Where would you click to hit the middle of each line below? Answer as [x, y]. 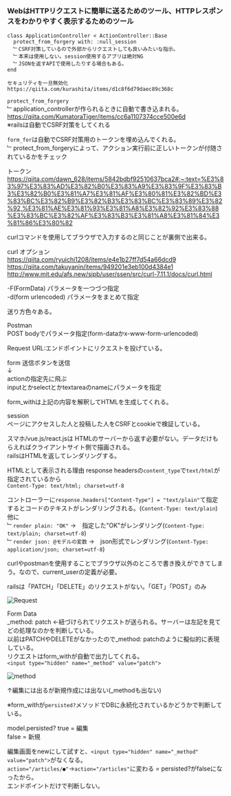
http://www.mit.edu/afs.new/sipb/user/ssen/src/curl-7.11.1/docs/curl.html [110, 274]
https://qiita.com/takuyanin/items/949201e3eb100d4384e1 [90, 267]
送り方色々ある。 [31, 312]
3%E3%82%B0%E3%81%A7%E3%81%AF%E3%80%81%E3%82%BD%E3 [114, 193]
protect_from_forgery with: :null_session [75, 42]
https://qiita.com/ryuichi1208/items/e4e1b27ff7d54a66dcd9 [92, 260]
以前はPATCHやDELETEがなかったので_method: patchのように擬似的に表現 [113, 639]
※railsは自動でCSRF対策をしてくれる [59, 125]
